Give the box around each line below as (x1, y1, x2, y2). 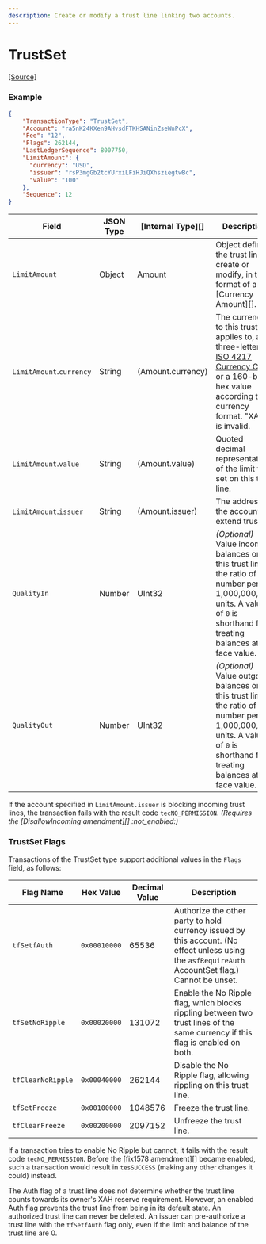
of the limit (215, 463, 256, 474)
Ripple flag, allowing (173, 1070, 249, 1081)
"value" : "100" (28, 176, 80, 184)
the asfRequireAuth (173, 955, 245, 966)
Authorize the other (173, 905, 247, 916)
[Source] (8, 72, 37, 82)
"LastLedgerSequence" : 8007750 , (22, 147, 129, 155)
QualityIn (12, 589, 49, 599)
